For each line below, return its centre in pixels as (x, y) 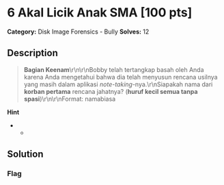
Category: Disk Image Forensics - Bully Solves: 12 (78, 32)
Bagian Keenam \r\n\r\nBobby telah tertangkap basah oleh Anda (114, 69)
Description (32, 53)
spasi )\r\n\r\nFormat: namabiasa (70, 99)
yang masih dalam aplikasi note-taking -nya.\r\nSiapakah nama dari (118, 84)
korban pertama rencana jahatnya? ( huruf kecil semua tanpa (111, 91)
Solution (25, 155)
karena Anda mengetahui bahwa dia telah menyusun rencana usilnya (121, 77)
